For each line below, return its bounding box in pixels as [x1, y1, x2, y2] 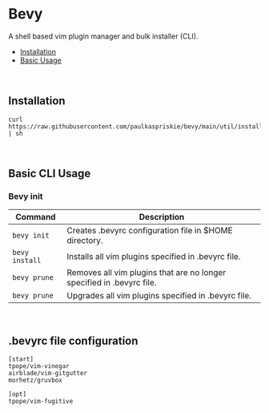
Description [139, 212, 185, 223]
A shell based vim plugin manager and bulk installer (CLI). [8, 31, 199, 41]
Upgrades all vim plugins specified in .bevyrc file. [66, 290, 252, 302]
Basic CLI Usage [8, 167, 91, 180]
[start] [8, 355, 34, 363]
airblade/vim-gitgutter [8, 370, 88, 378]
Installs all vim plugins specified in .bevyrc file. [66, 251, 241, 262]
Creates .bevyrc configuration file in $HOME [66, 225, 234, 237]
